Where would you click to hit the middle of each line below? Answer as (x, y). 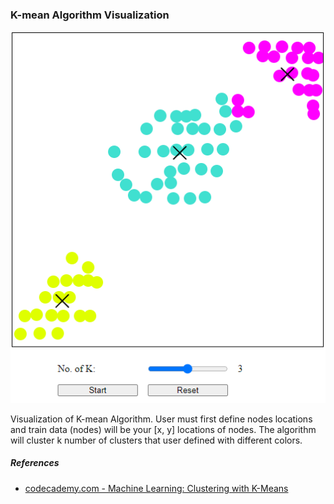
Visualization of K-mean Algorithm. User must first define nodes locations (161, 419)
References (35, 463)
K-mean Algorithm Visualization (90, 15)
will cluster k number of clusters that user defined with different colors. (156, 440)
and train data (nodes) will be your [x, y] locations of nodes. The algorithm (163, 429)
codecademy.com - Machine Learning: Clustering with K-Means (156, 488)
